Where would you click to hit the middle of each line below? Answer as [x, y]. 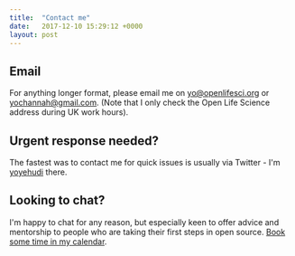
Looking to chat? [57, 200]
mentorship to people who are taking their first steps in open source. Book [147, 232]
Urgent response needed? [84, 141]
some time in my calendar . [58, 242]
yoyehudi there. [38, 172]
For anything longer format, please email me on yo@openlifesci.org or [139, 93]
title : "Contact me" [50, 18]
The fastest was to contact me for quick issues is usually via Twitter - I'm [145, 162]
